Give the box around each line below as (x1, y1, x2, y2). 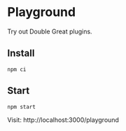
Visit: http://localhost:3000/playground (7, 116, 119, 124)
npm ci (7, 65, 27, 73)
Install (7, 47, 35, 59)
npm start (7, 103, 36, 110)
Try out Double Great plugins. (7, 27, 92, 36)
